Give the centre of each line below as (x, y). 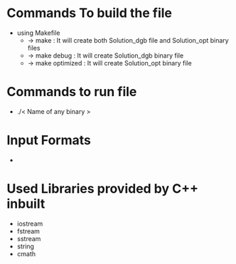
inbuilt (26, 204)
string (26, 246)
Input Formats (49, 141)
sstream (29, 238)
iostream (30, 223)
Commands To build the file (89, 13)
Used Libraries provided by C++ (102, 189)
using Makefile (38, 33)
